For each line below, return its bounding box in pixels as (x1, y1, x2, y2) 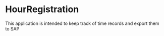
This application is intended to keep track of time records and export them (5, 20, 159, 26)
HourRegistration (5, 4, 79, 15)
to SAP (5, 25, 20, 31)
